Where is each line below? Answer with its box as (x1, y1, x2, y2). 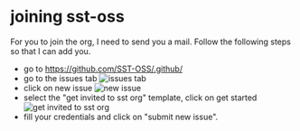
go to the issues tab (23, 72, 98, 83)
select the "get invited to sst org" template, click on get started (23, 92, 258, 103)
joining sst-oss (10, 6, 125, 27)
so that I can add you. (10, 45, 91, 56)
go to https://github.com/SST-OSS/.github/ (23, 63, 183, 74)
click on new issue (23, 82, 93, 93)
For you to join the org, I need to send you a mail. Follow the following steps (10, 36, 292, 47)
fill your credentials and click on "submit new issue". (23, 111, 219, 122)
